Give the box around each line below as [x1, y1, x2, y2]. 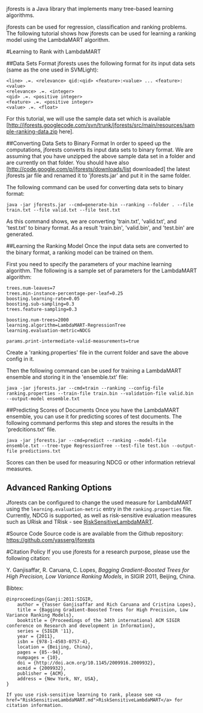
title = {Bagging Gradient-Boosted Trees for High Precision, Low [17, 606, 188, 613]
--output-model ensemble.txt [6, 396, 80, 402]
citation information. [6, 702, 64, 708]
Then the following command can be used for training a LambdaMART [6, 367, 182, 374]
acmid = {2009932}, [17, 665, 67, 671]
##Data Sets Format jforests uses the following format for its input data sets [6, 60, 196, 67]
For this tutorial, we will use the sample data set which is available [6, 115, 171, 122]
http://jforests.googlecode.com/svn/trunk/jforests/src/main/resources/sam [8, 121, 195, 129]
